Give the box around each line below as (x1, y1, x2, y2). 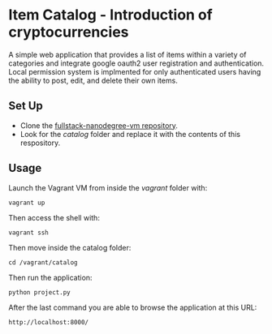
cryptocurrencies (8, 23, 129, 41)
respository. (19, 138, 61, 148)
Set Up (8, 99, 43, 113)
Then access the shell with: (8, 212, 100, 222)
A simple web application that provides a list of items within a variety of (8, 49, 247, 59)
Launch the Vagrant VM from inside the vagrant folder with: (8, 182, 208, 192)
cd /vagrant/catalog (8, 258, 79, 267)
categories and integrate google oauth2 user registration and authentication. (8, 58, 265, 68)
